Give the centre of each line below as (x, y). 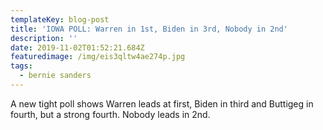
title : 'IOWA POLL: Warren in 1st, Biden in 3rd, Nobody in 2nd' (149, 29)
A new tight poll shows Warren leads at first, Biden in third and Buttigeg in (162, 103)
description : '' (44, 38)
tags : (21, 66)
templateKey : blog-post (60, 19)
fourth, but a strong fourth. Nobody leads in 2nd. (110, 114)
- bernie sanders (55, 76)
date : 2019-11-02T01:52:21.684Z (77, 47)
